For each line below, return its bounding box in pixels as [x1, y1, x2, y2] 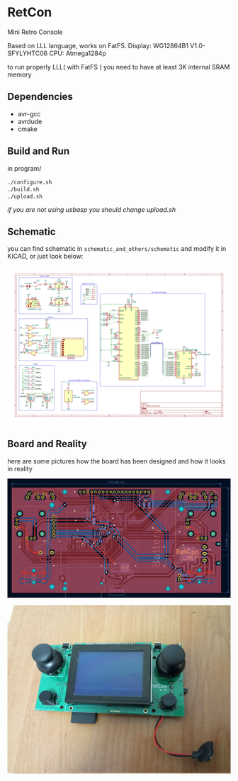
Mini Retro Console [7, 28, 63, 36]
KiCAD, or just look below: [7, 252, 84, 261]
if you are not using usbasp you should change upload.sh [7, 205, 176, 213]
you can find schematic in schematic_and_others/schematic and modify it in [7, 245, 227, 253]
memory [7, 70, 32, 79]
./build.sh [7, 186, 40, 193]
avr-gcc [17, 109, 41, 118]
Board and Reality [7, 438, 87, 450]
